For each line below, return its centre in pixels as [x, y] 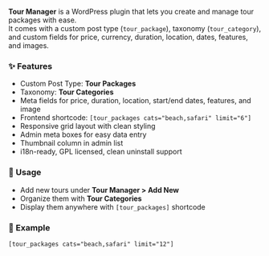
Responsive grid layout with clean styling [88, 126]
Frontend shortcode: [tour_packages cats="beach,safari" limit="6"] [135, 118]
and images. [29, 46]
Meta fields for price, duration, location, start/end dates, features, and [135, 101]
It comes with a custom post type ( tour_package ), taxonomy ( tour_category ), [135, 28]
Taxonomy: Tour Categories [67, 92]
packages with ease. [43, 20]
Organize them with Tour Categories [81, 198]
